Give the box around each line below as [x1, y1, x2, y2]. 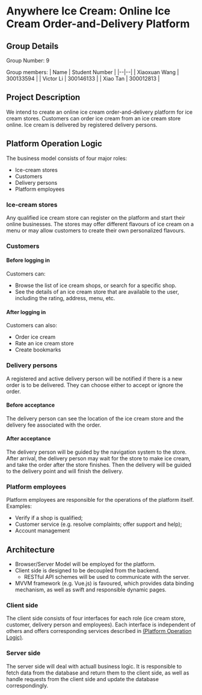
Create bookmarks [14, 346, 61, 353]
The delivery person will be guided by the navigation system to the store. [6, 448, 187, 456]
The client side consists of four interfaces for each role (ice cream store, [6, 615, 186, 622]
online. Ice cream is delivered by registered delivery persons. [6, 121, 158, 128]
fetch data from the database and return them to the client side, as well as [6, 669, 189, 676]
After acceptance [6, 435, 51, 442]
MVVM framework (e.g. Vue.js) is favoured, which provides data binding [14, 579, 194, 587]
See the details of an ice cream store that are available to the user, [14, 288, 179, 295]
